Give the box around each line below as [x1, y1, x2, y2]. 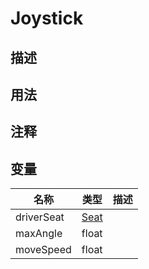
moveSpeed [15, 243, 72, 257]
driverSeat [15, 210, 65, 224]
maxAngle [15, 227, 63, 241]
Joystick [10, 7, 84, 30]
